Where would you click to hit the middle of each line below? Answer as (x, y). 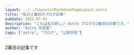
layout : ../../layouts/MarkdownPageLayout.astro (56, 10)
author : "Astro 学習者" (28, 28)
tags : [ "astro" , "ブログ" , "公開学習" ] (44, 33)
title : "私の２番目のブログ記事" (35, 14)
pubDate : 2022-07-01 (26, 19)
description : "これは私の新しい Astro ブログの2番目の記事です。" (67, 24)
